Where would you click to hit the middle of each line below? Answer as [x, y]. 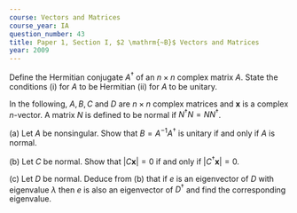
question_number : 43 [47, 34]
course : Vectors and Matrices [65, 17]
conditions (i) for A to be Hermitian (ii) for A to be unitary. [113, 86]
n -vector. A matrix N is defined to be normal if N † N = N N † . [115, 114]
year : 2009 [29, 51]
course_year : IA [39, 26]
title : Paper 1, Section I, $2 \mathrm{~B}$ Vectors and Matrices [134, 42]
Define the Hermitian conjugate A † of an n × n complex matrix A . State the [144, 76]
